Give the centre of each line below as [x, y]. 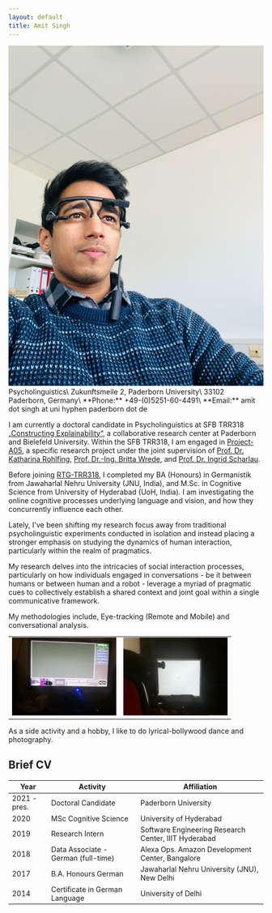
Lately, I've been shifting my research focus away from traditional [117, 525]
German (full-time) [83, 858]
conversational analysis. [49, 625]
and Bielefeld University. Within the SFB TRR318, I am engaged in [117, 442]
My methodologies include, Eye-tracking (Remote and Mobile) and [119, 616]
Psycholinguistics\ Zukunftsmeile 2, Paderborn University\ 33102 [117, 391]
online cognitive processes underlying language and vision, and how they [131, 500]
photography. [31, 739]
